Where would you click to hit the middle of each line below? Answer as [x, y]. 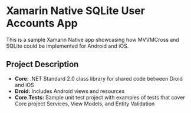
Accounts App [42, 23]
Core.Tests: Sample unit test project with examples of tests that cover [100, 97]
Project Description [42, 64]
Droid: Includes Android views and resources [70, 91]
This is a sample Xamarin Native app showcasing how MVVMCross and [93, 39]
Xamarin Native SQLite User [76, 11]
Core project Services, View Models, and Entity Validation [85, 104]
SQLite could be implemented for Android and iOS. [67, 46]
